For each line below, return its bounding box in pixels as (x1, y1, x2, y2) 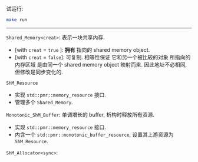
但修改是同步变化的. (14, 68, 63, 75)
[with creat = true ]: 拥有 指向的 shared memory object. (14, 46, 150, 53)
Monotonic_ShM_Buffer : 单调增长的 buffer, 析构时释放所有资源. (6, 111, 154, 118)
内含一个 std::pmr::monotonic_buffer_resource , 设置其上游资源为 (14, 131, 174, 138)
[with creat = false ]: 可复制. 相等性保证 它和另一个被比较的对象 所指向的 (14, 54, 191, 61)
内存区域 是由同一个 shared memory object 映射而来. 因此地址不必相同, (14, 61, 187, 68)
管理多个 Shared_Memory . (14, 98, 73, 105)
